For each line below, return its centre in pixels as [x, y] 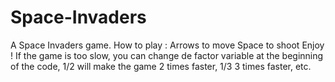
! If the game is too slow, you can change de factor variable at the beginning [167, 55]
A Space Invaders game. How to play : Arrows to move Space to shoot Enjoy [167, 45]
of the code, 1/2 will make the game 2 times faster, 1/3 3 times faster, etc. [161, 66]
